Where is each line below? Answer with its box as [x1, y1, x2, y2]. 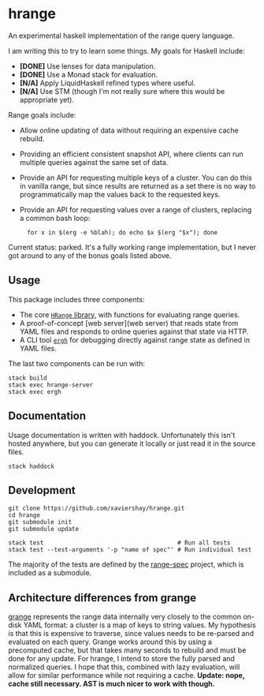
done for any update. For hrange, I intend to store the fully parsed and [8, 654, 235, 664]
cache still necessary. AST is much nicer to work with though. [8, 679, 215, 689]
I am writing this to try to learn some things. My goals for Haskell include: [8, 46, 246, 55]
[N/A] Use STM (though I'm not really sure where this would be [19, 86, 225, 95]
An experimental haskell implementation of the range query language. [8, 31, 235, 40]
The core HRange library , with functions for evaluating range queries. [19, 309, 240, 320]
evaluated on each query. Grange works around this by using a [8, 637, 213, 647]
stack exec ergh [8, 387, 61, 395]
